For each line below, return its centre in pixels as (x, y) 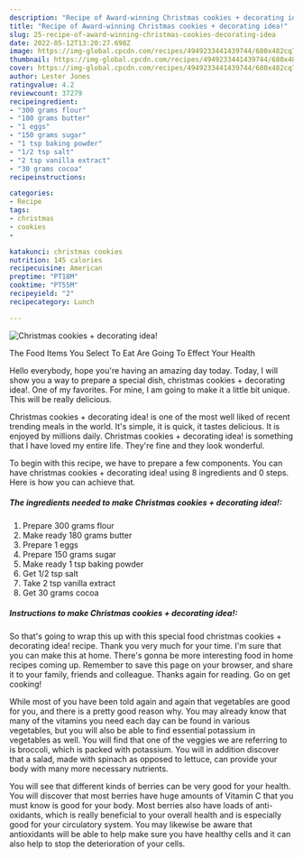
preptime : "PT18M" (44, 277)
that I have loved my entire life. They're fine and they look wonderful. (137, 445)
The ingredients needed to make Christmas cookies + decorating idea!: (146, 503)
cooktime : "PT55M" (44, 285)
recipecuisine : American (56, 268)
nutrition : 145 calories (56, 260)
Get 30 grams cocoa (60, 593)
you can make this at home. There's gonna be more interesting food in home (151, 655)
